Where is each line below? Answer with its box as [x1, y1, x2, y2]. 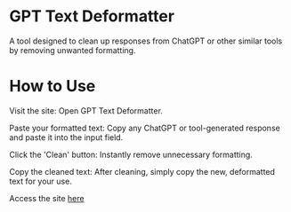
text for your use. [9, 176, 73, 186]
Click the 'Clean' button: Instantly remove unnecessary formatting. [9, 149, 254, 160]
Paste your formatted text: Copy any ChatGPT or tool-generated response [9, 122, 280, 133]
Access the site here [9, 192, 85, 203]
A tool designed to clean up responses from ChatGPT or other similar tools [9, 35, 283, 46]
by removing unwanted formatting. [9, 44, 136, 55]
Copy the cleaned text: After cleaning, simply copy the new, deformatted [9, 166, 276, 177]
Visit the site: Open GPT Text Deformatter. [9, 105, 163, 116]
